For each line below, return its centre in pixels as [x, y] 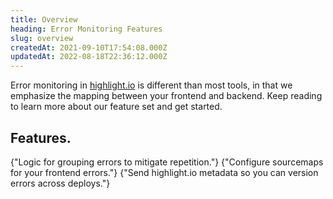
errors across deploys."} [60, 183]
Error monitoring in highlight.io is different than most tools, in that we [151, 85]
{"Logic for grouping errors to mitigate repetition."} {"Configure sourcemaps [167, 162]
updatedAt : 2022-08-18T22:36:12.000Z [89, 57]
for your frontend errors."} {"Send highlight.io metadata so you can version [164, 172]
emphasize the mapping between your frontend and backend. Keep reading [166, 96]
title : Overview [44, 19]
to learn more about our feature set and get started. [116, 107]
